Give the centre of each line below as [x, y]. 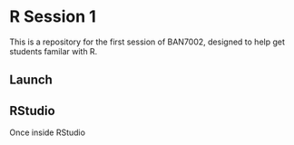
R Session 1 [53, 17]
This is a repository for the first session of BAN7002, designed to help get [147, 42]
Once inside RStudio [48, 132]
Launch [31, 80]
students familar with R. [54, 51]
